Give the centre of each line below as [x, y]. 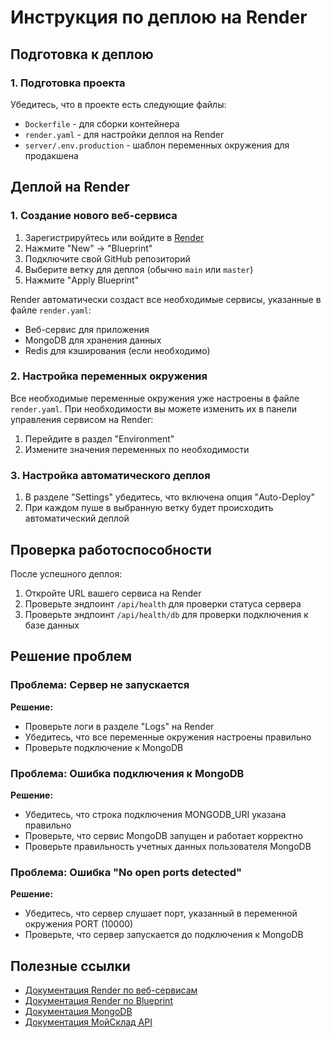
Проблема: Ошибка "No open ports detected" [126, 872]
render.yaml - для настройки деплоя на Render [124, 134]
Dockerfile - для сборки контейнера [102, 123]
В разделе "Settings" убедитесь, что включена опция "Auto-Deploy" [170, 497]
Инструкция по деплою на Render [159, 17]
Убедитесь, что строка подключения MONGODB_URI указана [155, 814]
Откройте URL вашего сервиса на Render [113, 593]
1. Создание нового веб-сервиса [94, 216]
